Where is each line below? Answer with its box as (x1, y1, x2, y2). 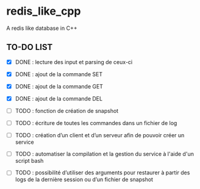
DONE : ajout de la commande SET (15, 70, 102, 77)
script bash (15, 157, 44, 165)
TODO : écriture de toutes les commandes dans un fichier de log (15, 119, 177, 127)
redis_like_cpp (6, 4, 81, 18)
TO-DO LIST (6, 42, 53, 52)
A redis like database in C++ (6, 24, 77, 32)
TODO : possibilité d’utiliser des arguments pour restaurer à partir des (15, 169, 190, 176)
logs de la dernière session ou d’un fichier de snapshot (15, 176, 154, 184)
